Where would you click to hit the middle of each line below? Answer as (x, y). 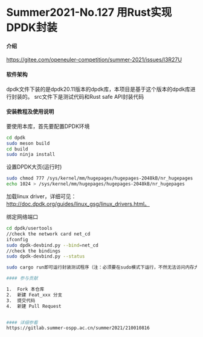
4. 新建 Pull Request (34, 306)
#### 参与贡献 (22, 279)
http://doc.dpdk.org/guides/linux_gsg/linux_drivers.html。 (78, 204)
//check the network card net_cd (48, 234)
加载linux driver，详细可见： (41, 196)
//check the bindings (34, 251)
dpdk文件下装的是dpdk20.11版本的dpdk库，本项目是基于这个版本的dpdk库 (98, 89)
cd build (17, 149)
